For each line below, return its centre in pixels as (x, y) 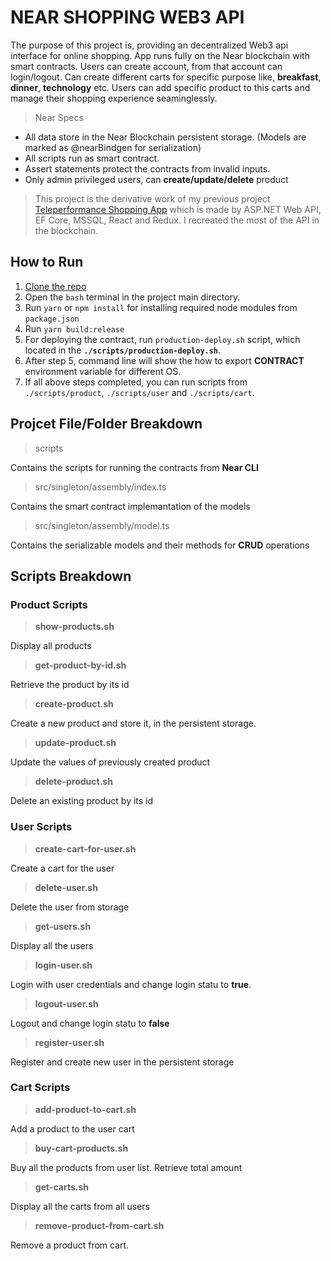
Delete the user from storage (70, 907)
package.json (52, 319)
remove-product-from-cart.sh (99, 1225)
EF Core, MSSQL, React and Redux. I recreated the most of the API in (177, 220)
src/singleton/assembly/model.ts (102, 525)
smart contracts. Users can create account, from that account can (146, 66)
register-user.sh (69, 1042)
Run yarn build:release (74, 328)
